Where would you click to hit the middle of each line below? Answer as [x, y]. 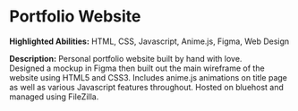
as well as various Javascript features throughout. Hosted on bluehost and [147, 87]
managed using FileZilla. [54, 97]
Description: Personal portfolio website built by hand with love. [126, 58]
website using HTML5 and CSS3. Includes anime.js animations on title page [149, 77]
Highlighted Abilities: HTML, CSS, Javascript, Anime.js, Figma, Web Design [149, 41]
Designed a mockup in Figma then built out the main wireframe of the [137, 68]
